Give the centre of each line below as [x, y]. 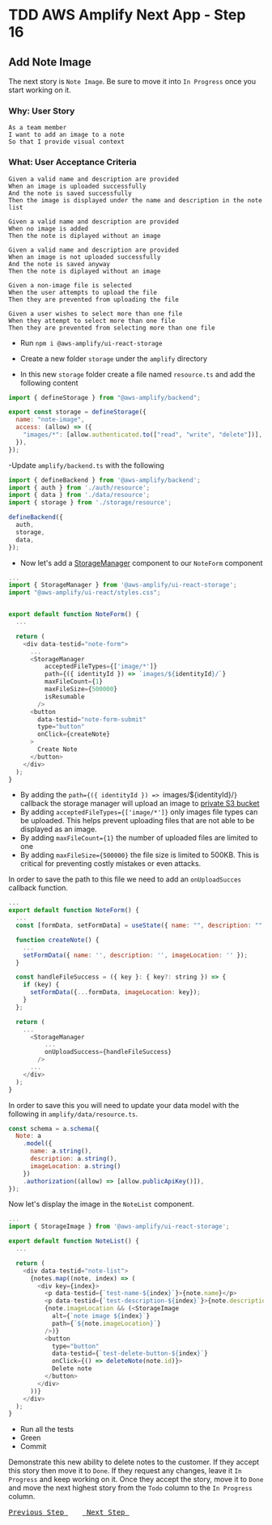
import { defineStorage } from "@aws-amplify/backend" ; [104, 397]
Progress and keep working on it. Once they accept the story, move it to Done [136, 1480]
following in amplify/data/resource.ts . [73, 1114]
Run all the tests [47, 1429]
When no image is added [49, 228]
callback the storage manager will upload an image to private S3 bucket [140, 804]
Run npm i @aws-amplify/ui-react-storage [91, 342]
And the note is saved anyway [59, 264]
